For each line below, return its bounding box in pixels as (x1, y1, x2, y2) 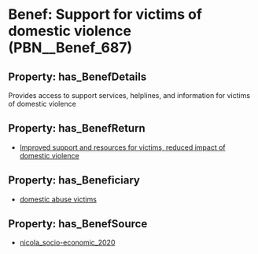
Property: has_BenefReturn (8, 122, 146, 135)
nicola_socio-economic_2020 (19, 238, 116, 248)
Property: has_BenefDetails (8, 70, 147, 83)
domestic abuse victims (19, 194, 97, 204)
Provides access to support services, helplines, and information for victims (8, 91, 250, 100)
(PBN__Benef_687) (8, 39, 133, 56)
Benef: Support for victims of (8, 5, 203, 24)
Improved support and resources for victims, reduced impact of (19, 143, 226, 152)
